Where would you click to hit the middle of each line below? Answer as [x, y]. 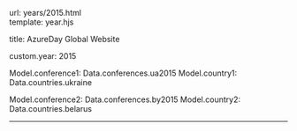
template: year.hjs [42, 22]
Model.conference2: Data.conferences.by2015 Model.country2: [125, 99]
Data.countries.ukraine [51, 82]
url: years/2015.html [46, 13]
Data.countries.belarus [51, 109]
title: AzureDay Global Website [65, 39]
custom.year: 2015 [43, 56]
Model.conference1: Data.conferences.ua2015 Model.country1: [123, 73]
